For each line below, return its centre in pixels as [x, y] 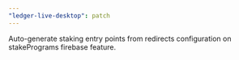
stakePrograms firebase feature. [62, 47]
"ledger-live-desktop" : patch [60, 16]
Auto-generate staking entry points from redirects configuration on [120, 38]
